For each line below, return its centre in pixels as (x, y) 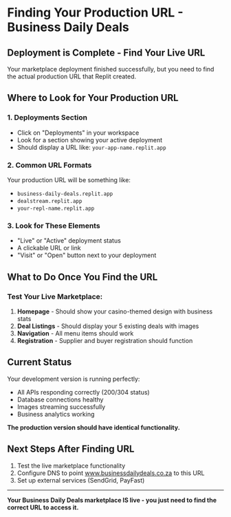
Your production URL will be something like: (69, 179)
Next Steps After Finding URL (71, 449)
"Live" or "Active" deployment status (69, 241)
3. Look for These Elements (54, 225)
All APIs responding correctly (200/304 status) (83, 392)
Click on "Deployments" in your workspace (78, 133)
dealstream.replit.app (49, 201)
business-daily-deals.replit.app (65, 194)
